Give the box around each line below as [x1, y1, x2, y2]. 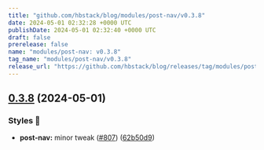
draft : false [8, 33, 51, 42]
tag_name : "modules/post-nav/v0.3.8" [8, 56, 132, 64]
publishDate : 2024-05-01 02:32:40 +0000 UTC [8, 26, 156, 34]
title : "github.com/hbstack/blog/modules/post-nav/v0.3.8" [8, 11, 206, 20]
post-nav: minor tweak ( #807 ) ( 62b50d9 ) [19, 133, 155, 142]
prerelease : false [8, 41, 68, 49]
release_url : [8, 63, 51, 71]
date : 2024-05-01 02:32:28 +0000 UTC [8, 19, 132, 27]
